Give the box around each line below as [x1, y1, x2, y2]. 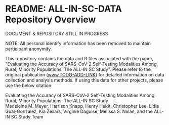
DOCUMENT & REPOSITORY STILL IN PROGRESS [5, 30, 108, 36]
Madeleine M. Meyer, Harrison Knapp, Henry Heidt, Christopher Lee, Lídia [5, 103, 159, 109]
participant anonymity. [5, 46, 52, 52]
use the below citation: [5, 82, 53, 89]
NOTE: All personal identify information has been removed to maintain [5, 40, 151, 46]
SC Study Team [11, 113, 44, 119]
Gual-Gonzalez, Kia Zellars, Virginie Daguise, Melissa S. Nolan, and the [5, 108, 153, 114]
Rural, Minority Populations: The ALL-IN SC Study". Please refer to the [5, 66, 151, 72]
